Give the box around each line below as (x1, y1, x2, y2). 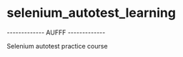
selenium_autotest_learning (6, 5, 177, 21)
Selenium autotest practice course (6, 42, 108, 50)
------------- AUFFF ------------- (6, 28, 106, 37)
